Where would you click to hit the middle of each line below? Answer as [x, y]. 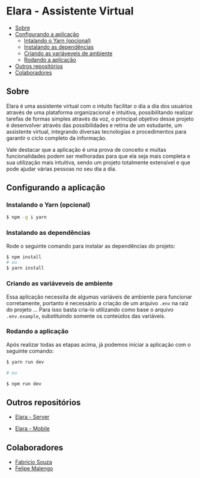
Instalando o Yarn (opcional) [48, 205]
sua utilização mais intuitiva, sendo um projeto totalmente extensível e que [98, 162]
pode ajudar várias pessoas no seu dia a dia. [62, 169]
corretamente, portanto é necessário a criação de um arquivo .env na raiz [98, 303]
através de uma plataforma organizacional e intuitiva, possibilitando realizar [100, 112]
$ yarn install [25, 268]
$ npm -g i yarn [26, 217]
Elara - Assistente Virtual [70, 11]
